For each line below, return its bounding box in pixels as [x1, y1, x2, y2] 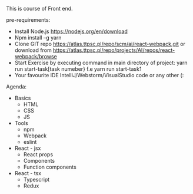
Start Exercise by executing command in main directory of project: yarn [14, 59, 188, 66]
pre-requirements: [6, 17, 51, 23]
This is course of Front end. [6, 5, 73, 12]
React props [23, 151, 54, 158]
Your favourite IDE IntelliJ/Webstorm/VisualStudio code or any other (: [14, 72, 184, 78]
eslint [23, 139, 37, 145]
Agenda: [6, 83, 27, 90]
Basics [14, 94, 31, 101]
